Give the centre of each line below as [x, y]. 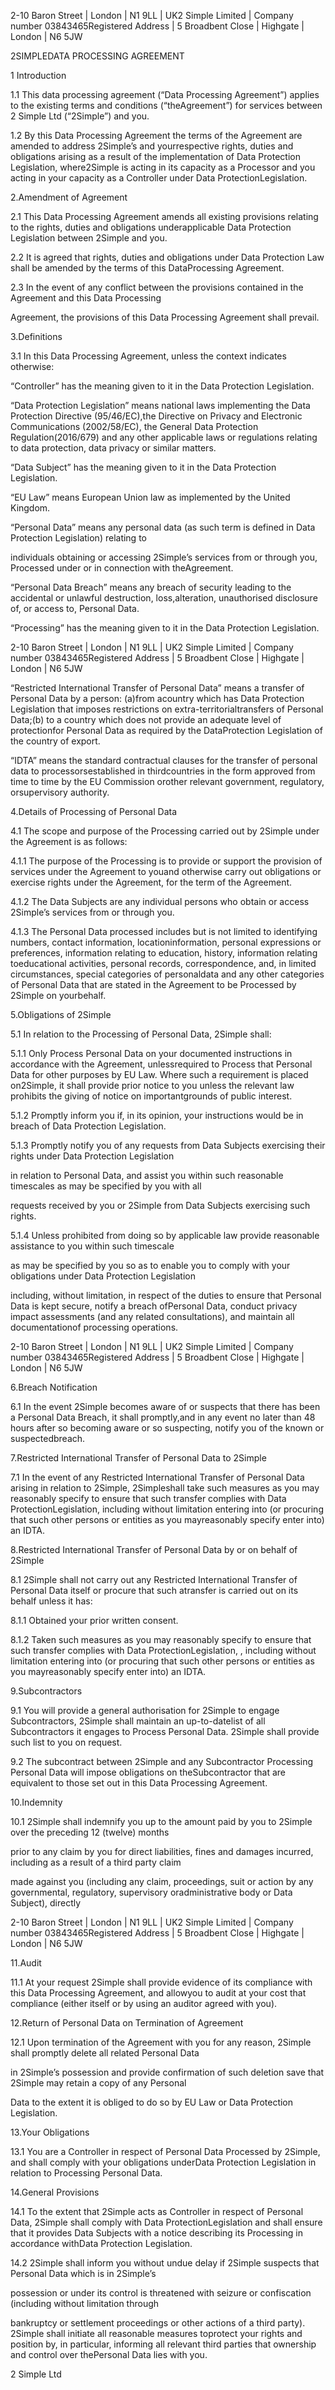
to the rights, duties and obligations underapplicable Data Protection [151, 227]
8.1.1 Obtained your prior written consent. [94, 1620]
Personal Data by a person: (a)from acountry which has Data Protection [157, 698]
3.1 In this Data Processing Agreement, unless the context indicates [148, 356]
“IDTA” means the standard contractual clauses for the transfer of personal [164, 760]
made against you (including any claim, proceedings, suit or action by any [162, 1881]
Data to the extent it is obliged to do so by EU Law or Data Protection [152, 2102]
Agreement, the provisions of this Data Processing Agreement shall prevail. [165, 317]
